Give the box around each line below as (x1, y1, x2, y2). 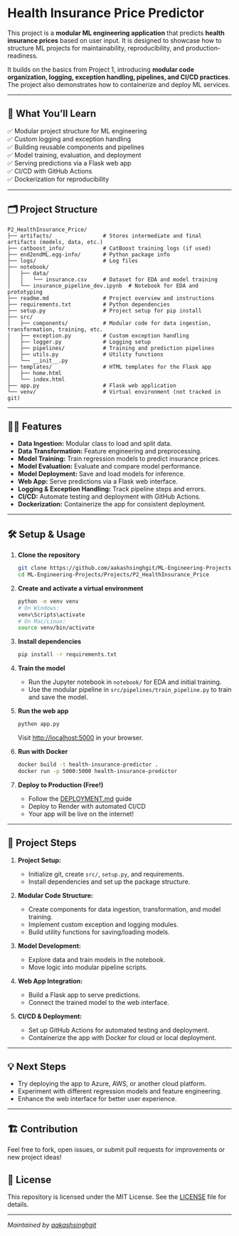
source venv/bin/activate (17, 624, 95, 632)
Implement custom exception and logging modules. (28, 920, 179, 929)
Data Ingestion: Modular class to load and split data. (17, 439, 172, 448)
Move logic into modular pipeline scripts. (28, 963, 148, 971)
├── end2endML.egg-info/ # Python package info (7, 251, 171, 258)
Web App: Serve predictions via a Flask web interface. (17, 477, 178, 486)
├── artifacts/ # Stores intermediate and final (7, 232, 202, 240)
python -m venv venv (17, 598, 79, 605)
